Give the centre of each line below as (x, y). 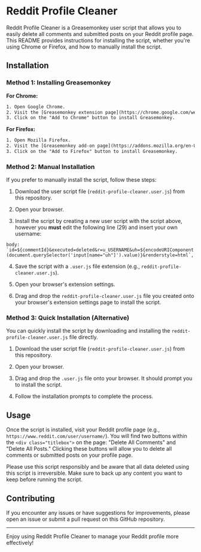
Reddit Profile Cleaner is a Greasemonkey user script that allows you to (94, 28)
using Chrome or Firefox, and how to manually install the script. (84, 47)
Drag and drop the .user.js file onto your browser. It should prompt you (103, 378)
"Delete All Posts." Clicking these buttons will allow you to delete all (89, 449)
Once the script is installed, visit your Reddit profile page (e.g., (83, 430)
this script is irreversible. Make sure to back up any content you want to (94, 473)
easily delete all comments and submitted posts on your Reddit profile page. (100, 34)
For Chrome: (22, 96)
